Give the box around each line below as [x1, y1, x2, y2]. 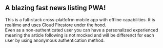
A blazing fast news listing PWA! [5, 4, 106, 12]
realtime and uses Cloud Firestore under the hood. [5, 22, 106, 28]
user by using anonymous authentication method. [5, 37, 105, 43]
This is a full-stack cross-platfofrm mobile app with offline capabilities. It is [5, 16, 155, 22]
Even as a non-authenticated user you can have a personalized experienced [5, 27, 159, 33]
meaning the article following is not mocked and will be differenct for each [5, 32, 155, 38]
